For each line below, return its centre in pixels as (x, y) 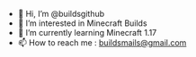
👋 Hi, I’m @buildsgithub (61, 14)
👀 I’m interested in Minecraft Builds (82, 23)
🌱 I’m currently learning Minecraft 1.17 (87, 33)
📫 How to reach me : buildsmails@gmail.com (102, 43)
